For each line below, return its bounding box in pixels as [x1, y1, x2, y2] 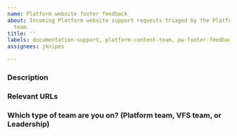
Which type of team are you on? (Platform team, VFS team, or [7, 110, 222, 120]
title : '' [7, 30, 37, 37]
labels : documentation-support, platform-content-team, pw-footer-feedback [7, 37, 235, 44]
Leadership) [7, 119, 50, 129]
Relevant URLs [7, 91, 59, 101]
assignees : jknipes [7, 43, 65, 50]
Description [7, 72, 49, 82]
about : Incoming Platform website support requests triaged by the [7, 17, 210, 24]
